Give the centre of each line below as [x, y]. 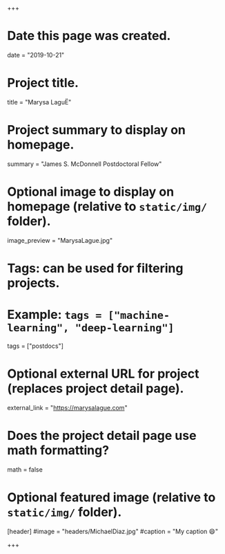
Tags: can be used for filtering [95, 268]
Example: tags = [55, 315]
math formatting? [58, 450]
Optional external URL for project [103, 374]
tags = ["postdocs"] [36, 346]
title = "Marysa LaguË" [39, 102]
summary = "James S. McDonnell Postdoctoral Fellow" [85, 164]
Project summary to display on [97, 130]
